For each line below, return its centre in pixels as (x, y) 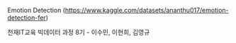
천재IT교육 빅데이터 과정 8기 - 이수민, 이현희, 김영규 (79, 32)
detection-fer (27, 18)
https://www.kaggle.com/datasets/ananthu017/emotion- (147, 10)
